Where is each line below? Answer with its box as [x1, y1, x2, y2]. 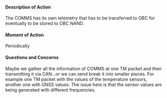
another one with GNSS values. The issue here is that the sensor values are [5, 81, 162, 87]
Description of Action [5, 4, 51, 10]
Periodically [5, 43, 30, 49]
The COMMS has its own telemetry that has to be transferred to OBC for [5, 15, 155, 21]
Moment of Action [5, 31, 44, 37]
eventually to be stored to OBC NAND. [5, 20, 84, 26]
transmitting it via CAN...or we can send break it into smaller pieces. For [5, 70, 154, 77]
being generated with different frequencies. [5, 86, 96, 92]
